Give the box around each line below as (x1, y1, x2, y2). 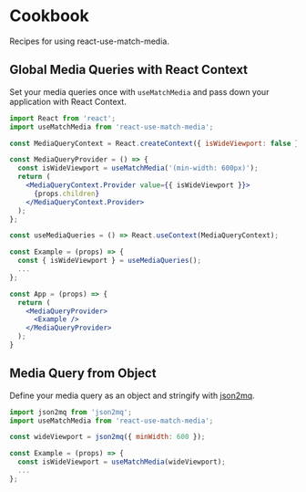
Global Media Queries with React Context (9, 62, 249, 78)
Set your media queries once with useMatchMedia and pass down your (9, 86, 270, 97)
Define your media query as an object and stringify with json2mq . (9, 390, 255, 401)
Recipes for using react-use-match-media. (9, 36, 170, 47)
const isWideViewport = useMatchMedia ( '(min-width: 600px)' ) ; (17, 163, 259, 173)
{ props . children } (33, 189, 100, 198)
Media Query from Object (9, 366, 157, 382)
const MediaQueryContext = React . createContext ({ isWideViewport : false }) (9, 139, 303, 148)
